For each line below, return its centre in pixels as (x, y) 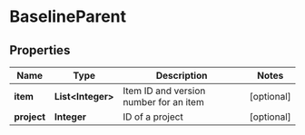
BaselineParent (68, 17)
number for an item (163, 102)
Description (182, 76)
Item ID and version (164, 91)
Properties (40, 50)
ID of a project (152, 117)
